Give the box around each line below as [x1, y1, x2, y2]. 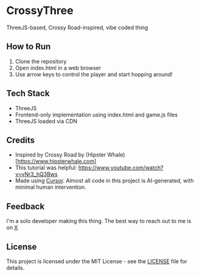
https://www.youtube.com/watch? [78, 164, 164, 171]
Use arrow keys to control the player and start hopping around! [15, 71, 173, 78]
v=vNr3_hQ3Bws [15, 171, 58, 178]
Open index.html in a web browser [15, 64, 102, 71]
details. [6, 264, 25, 271]
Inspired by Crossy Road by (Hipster [15, 151, 106, 158]
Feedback [6, 201, 45, 211]
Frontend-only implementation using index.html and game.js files [15, 111, 178, 118]
